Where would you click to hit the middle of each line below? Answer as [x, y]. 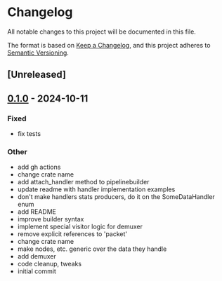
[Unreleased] [37, 75]
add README [37, 212]
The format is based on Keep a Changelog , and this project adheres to [109, 45]
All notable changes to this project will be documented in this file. [102, 32]
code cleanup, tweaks [50, 264]
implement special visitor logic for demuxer [80, 227]
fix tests [29, 134]
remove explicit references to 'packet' [72, 234]
